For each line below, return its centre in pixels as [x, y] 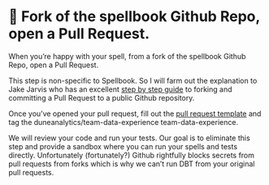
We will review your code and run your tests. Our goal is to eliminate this [129, 138]
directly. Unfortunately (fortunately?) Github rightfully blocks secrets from [131, 155]
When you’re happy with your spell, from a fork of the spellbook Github [127, 56]
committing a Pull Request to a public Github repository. [102, 97]
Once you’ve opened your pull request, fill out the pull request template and [135, 114]
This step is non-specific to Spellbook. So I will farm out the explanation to [133, 80]
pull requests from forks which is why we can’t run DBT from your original [132, 163]
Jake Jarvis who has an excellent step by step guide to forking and [120, 89]
